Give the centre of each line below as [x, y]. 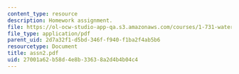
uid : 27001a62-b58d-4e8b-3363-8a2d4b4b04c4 [73, 60]
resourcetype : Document [43, 47]
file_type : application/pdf [49, 33]
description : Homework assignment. [60, 20]
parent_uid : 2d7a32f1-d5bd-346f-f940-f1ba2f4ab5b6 [84, 40]
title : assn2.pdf [33, 54]
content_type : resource [43, 14]
